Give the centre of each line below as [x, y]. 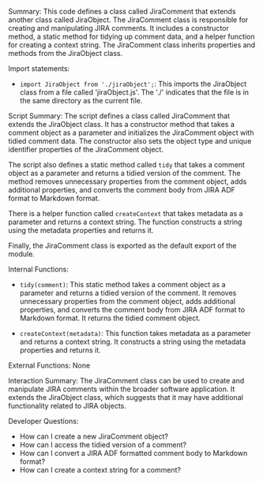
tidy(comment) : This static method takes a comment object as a [122, 284]
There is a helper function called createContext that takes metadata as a [126, 213]
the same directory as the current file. [81, 101]
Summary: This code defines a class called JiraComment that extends [122, 11]
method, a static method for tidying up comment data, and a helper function [131, 36]
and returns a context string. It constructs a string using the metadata [133, 342]
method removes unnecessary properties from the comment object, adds [128, 181]
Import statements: [39, 69]
